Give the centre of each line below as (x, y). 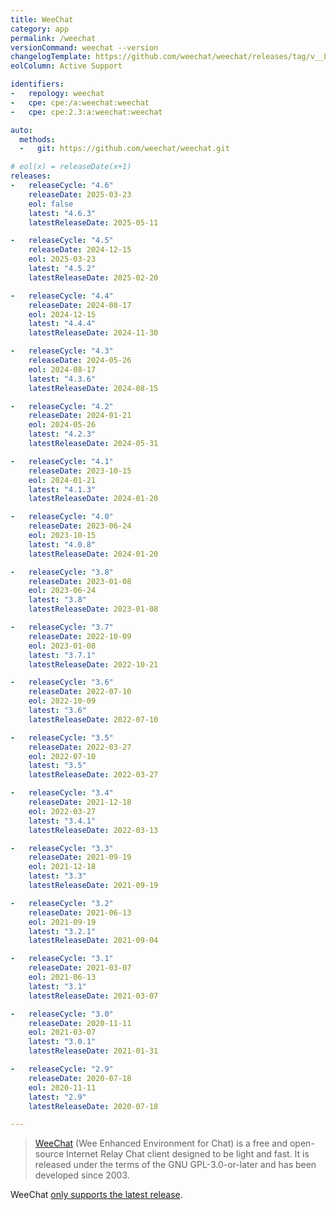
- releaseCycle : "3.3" (62, 848)
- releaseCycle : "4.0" (62, 517)
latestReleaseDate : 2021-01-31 (93, 1051)
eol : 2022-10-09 (62, 701)
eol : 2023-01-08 (62, 646)
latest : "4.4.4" (62, 324)
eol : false (51, 204)
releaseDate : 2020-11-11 (80, 1023)
